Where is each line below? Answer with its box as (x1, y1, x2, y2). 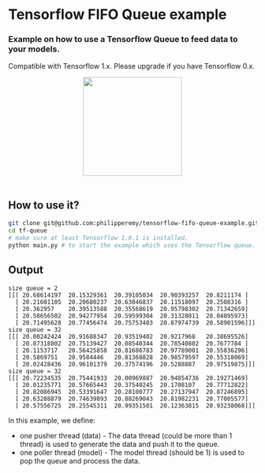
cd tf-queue (8, 227, 47, 235)
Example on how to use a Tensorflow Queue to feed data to (8, 34, 238, 45)
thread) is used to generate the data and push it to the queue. (19, 439, 220, 449)
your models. (8, 43, 61, 54)
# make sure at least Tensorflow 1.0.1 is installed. (8, 235, 189, 242)
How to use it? (8, 198, 80, 212)
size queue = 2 (8, 284, 58, 292)
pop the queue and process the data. (19, 456, 140, 465)
